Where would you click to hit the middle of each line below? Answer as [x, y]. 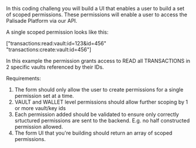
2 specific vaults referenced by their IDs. [55, 67]
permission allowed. [39, 127]
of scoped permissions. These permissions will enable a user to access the [97, 15]
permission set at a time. [44, 96]
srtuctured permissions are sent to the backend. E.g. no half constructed [102, 121]
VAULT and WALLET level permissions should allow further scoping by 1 [101, 102]
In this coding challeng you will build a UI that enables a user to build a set [95, 8]
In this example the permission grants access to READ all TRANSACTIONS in [98, 61]
